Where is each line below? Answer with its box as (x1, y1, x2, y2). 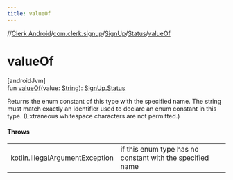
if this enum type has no (120, 144, 199, 154)
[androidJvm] (7, 76, 46, 84)
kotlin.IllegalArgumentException (10, 153, 114, 163)
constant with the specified (120, 153, 209, 163)
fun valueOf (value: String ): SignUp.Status (7, 84, 126, 92)
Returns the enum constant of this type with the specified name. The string (7, 97, 222, 105)
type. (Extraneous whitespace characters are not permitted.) (7, 111, 180, 120)
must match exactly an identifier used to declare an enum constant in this (7, 105, 217, 113)
